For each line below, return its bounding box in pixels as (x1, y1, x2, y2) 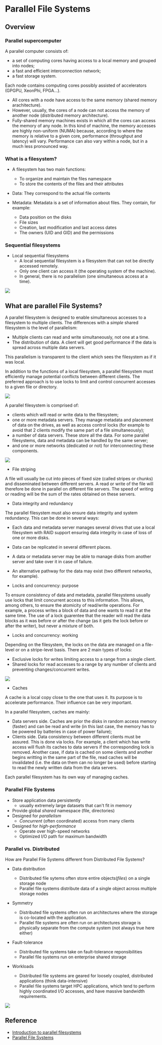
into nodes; (12, 63, 35, 68)
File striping (12, 466, 36, 472)
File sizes (19, 220, 38, 225)
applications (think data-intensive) (19, 978, 88, 983)
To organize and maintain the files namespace (19, 176, 112, 182)
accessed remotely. (19, 263, 59, 269)
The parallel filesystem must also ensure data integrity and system (5, 510, 138, 516)
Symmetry (12, 900, 33, 906)
